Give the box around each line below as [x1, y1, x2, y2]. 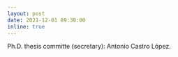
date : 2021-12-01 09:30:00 [7, 17, 86, 24]
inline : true [7, 23, 45, 30]
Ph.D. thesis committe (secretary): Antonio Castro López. [7, 42, 171, 51]
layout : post [7, 10, 45, 17]
